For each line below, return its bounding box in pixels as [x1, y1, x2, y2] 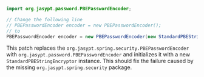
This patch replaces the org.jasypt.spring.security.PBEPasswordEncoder [6, 44, 189, 52]
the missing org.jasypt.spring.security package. [6, 64, 132, 71]
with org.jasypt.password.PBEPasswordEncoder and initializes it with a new [6, 51, 190, 58]
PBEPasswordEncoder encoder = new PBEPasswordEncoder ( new [6, 33, 156, 39]
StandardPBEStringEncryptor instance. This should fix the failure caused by [6, 58, 194, 65]
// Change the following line [6, 16, 83, 22]
